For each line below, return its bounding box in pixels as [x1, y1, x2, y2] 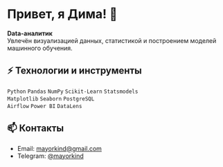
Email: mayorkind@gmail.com [17, 144, 102, 152]
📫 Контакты [7, 123, 64, 134]
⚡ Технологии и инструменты [7, 65, 142, 77]
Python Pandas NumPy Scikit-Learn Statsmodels [7, 88, 139, 95]
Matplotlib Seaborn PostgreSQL [7, 95, 95, 103]
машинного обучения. [7, 44, 73, 52]
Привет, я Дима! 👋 [7, 6, 118, 22]
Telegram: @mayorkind [17, 152, 84, 160]
